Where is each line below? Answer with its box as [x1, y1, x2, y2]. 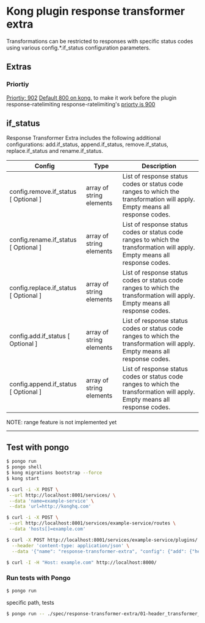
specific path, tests [6, 599, 55, 606]
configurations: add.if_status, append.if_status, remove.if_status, [6, 141, 169, 148]
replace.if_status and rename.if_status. [6, 147, 104, 155]
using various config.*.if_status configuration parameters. [6, 44, 151, 51]
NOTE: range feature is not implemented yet [6, 419, 117, 426]
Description [142, 162, 177, 171]
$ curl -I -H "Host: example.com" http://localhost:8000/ [6, 559, 157, 566]
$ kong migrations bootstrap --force [6, 470, 103, 476]
